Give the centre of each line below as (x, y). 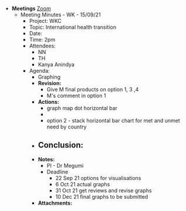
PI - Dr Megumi (65, 165)
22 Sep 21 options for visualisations (98, 178)
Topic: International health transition (72, 27)
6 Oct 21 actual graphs (83, 184)
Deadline (58, 172)
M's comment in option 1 (76, 96)
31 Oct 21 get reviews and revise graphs (104, 190)
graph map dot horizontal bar (82, 108)
